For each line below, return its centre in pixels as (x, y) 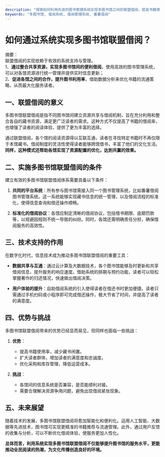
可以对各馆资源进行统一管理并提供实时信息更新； (55, 73)
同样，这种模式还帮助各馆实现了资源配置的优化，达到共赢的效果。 (72, 150)
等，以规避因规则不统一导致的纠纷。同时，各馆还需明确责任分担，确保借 (85, 219)
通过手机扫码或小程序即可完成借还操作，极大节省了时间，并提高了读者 (87, 294)
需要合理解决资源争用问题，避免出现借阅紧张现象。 (71, 391)
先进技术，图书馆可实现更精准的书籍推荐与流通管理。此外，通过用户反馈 (87, 427)
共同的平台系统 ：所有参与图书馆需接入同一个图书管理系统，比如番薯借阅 (85, 190)
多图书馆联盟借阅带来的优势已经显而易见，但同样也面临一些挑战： (72, 331)
